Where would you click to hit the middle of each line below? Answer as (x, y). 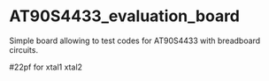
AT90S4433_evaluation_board (125, 16)
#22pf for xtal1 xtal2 (46, 67)
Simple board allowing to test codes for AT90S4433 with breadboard (135, 40)
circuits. (23, 49)
